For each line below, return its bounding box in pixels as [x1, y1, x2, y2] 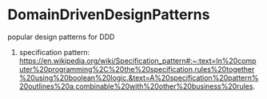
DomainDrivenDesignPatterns [7, 6, 210, 24]
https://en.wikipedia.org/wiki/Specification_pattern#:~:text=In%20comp [18, 56, 257, 65]
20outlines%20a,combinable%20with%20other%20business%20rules [18, 81, 253, 91]
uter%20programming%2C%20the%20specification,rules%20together [18, 64, 255, 73]
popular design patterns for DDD [7, 32, 115, 42]
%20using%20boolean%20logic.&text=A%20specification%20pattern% [18, 73, 259, 82]
